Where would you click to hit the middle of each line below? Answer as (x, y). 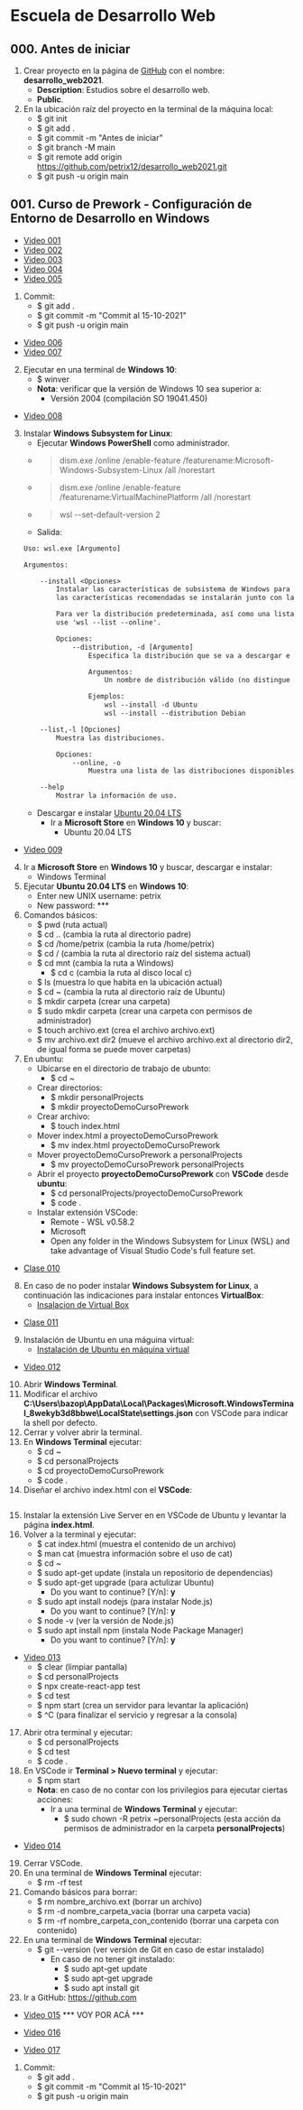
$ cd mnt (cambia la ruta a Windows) (106, 963)
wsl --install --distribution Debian (175, 714)
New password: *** (73, 906)
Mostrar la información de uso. (117, 796)
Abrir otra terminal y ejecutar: (78, 1733)
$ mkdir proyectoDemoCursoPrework (119, 1107)
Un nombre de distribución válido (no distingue (197, 680)
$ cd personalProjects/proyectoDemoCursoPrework (147, 1193)
